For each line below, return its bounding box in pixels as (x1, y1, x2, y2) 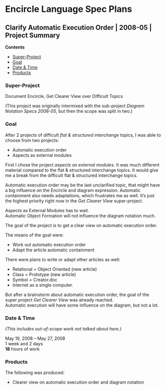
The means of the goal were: (5, 232, 64, 238)
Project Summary (5, 31, 60, 39)
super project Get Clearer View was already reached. (5, 297, 114, 303)
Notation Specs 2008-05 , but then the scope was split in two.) (5, 108, 133, 114)
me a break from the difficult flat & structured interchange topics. (5, 172, 138, 178)
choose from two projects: (5, 137, 59, 143)
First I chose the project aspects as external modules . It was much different (5, 161, 160, 167)
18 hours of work (5, 346, 40, 352)
